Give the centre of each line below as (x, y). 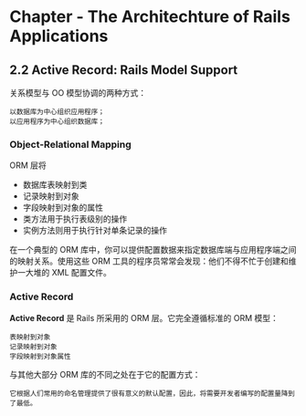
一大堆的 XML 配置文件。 (64, 273)
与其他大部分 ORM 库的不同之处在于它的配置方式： (105, 374)
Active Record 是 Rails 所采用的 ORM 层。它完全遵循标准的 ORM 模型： (144, 317)
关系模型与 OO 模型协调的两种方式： (78, 93)
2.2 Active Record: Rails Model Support (124, 70)
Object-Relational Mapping (71, 144)
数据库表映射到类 (55, 185)
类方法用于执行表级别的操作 (75, 219)
